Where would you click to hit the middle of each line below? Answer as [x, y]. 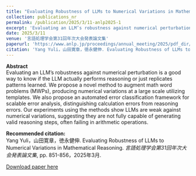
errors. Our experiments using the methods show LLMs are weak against [93, 109]
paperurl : [18, 44]
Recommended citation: [36, 133]
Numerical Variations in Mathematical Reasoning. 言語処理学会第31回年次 [94, 147]
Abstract [17, 66]
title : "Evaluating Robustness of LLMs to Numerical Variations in [90, 11]
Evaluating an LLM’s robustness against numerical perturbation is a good [94, 72]
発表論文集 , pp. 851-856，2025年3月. [56, 155]
